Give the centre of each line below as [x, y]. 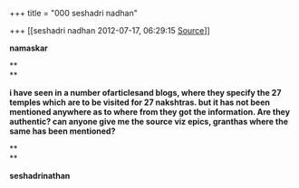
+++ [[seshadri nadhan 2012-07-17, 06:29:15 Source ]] [110, 30]
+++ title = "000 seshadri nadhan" [73, 13]
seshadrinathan [40, 176]
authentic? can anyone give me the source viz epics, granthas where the [149, 122]
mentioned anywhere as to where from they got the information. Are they [150, 112]
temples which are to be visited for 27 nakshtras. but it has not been [140, 102]
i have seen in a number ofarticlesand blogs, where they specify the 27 [145, 93]
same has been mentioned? [63, 131]
